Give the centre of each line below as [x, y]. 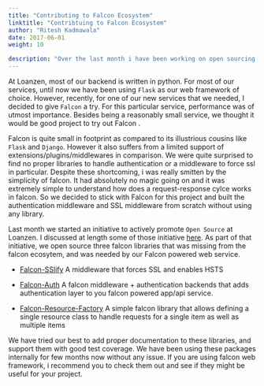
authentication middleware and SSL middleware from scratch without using [130, 205]
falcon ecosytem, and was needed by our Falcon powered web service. [124, 254]
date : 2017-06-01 [37, 37]
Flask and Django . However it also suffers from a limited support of [116, 147]
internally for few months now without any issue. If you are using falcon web [132, 357]
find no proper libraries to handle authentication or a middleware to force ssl [132, 163]
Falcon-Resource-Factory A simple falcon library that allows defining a [134, 308]
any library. [26, 214]
